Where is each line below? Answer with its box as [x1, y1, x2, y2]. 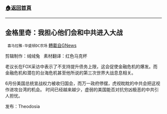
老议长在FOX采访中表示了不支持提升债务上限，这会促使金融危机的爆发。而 [5, 64, 158, 70]
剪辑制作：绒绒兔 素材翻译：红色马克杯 [5, 53, 87, 59]
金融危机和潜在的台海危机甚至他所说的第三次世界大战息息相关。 [5, 70, 136, 76]
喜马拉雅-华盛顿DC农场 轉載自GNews [7, 42, 77, 48]
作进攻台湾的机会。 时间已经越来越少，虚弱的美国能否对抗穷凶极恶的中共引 [5, 87, 159, 93]
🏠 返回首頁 [5, 4, 32, 11]
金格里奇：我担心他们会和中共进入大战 [5, 28, 123, 37]
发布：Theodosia [5, 104, 40, 110]
